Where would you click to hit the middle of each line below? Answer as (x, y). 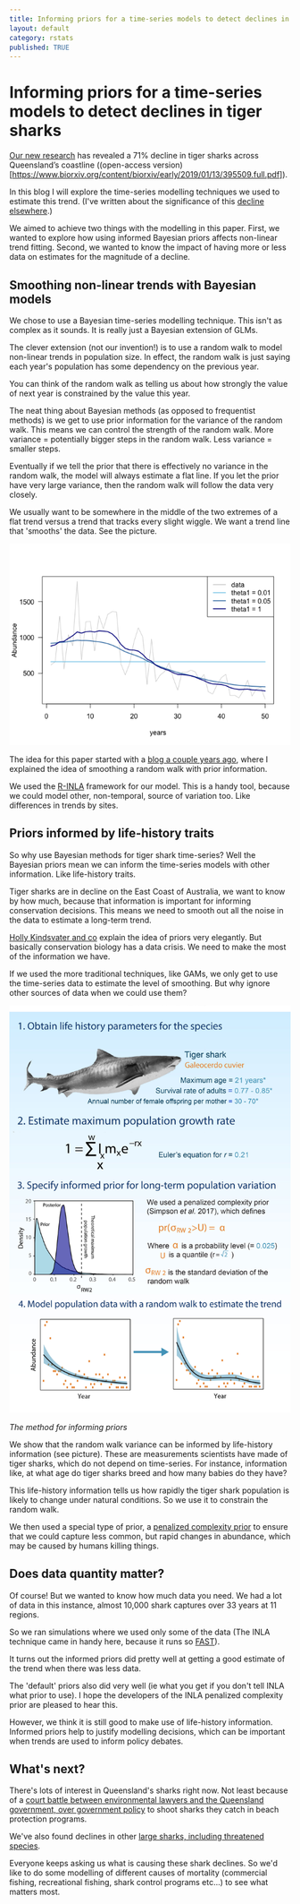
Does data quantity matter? (87, 1574)
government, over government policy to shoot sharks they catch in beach (144, 1810)
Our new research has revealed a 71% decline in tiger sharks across (134, 156)
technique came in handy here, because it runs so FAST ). (115, 1641)
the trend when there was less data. (75, 1668)
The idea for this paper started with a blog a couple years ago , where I (139, 759)
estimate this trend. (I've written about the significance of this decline (137, 202)
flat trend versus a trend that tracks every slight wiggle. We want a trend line (150, 521)
